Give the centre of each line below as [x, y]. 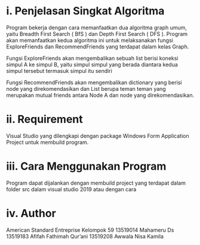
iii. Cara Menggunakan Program [86, 166]
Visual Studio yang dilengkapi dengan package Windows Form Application [98, 136]
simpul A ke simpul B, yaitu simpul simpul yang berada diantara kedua [92, 65]
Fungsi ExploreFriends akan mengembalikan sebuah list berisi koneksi [92, 58]
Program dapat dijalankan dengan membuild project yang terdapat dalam [96, 183]
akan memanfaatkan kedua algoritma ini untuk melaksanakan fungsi [90, 40]
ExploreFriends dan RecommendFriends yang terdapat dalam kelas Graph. [98, 47]
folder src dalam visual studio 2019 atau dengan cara [71, 189]
